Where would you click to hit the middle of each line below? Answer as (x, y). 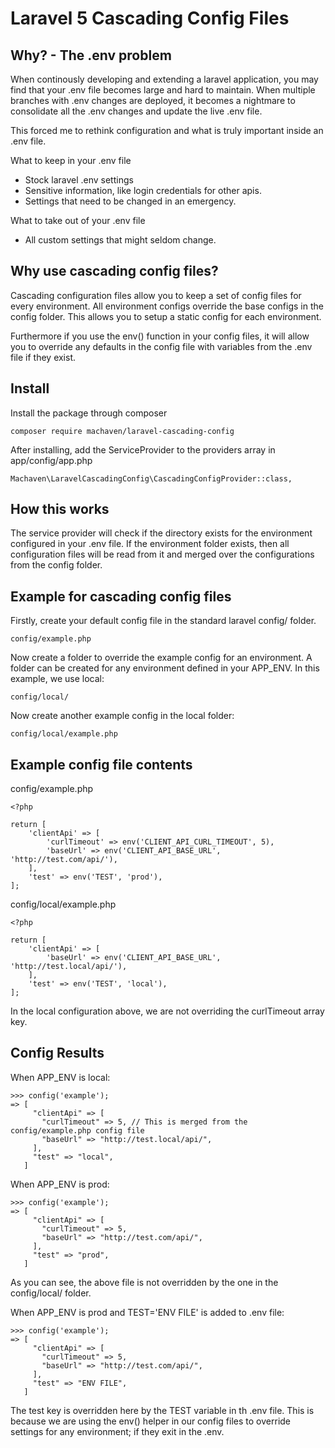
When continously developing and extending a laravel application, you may (164, 79)
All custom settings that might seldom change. (120, 240)
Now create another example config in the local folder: (122, 716)
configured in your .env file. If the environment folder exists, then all (150, 544)
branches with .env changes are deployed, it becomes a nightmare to (153, 100)
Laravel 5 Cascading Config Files (150, 18)
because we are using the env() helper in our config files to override (150, 1421)
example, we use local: (57, 679)
